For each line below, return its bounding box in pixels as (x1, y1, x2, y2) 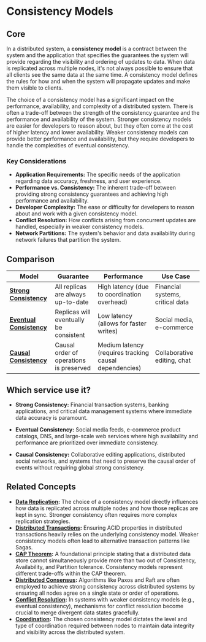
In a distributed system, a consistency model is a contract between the (6, 45, 187, 52)
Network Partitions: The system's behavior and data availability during (15, 230, 195, 237)
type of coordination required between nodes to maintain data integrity (15, 622, 195, 629)
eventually (55, 315, 85, 324)
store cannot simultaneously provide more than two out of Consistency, (15, 557, 196, 564)
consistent (55, 331, 85, 339)
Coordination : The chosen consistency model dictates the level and (15, 615, 188, 622)
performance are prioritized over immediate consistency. (15, 439, 159, 446)
